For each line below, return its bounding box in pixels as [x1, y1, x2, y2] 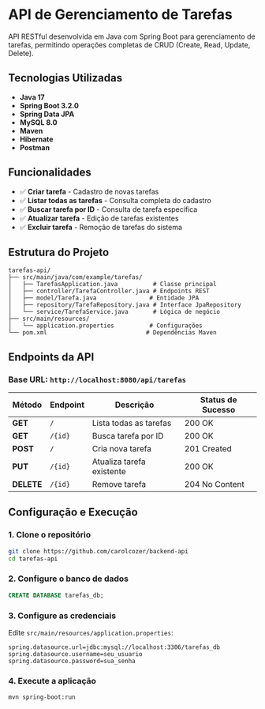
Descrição [114, 399, 155, 410]
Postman [19, 142, 50, 152]
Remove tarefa [91, 479, 147, 490]
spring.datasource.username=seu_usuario [8, 650, 144, 658]
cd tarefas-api [8, 555, 58, 563]
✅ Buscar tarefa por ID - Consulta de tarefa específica [19, 204, 198, 214]
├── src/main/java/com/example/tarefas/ [8, 273, 144, 281]
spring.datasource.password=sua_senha [8, 657, 136, 665]
